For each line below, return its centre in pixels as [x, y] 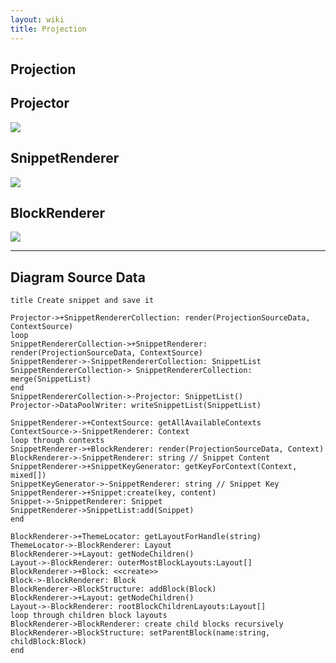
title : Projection [48, 29]
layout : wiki [37, 19]
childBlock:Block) [48, 642]
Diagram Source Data [78, 277]
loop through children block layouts [89, 616]
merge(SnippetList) [51, 379]
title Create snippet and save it [82, 301]
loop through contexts [57, 441]
